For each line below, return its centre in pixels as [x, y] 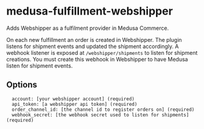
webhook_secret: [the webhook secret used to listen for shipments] [100, 115]
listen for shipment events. [40, 66]
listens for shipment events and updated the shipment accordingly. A [93, 46]
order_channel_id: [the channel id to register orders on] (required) [103, 110]
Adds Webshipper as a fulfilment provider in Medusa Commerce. [88, 28]
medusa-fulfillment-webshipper [90, 11]
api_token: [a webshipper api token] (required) [75, 104]
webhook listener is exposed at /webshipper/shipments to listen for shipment [102, 52]
